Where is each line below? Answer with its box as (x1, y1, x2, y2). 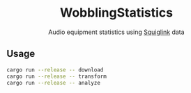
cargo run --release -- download (6, 66, 104, 74)
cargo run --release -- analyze (6, 79, 100, 86)
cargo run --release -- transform (6, 73, 107, 80)
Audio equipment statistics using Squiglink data (47, 28, 185, 36)
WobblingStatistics (59, 5, 174, 21)
